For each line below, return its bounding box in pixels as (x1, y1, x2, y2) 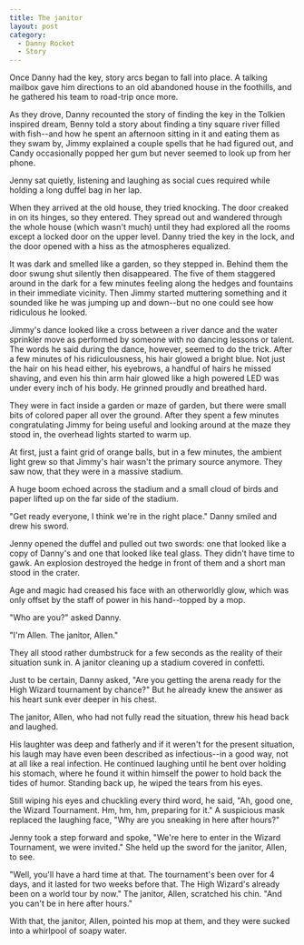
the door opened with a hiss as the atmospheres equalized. (9, 241, 231, 252)
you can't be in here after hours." (9, 898, 133, 910)
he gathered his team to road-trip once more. (9, 92, 179, 103)
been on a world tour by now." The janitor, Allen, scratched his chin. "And (9, 889, 283, 900)
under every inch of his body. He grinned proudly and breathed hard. (9, 383, 268, 394)
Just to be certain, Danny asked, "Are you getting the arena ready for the (9, 675, 281, 686)
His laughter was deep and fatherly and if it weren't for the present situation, (9, 739, 295, 750)
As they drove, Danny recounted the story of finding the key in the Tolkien (9, 109, 286, 120)
